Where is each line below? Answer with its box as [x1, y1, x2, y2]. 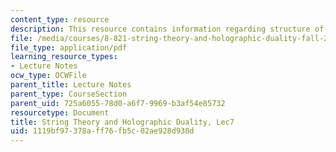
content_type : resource [10, 14, 110, 25]
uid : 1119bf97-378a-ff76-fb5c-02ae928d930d [10, 126, 195, 136]
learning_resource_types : [10, 52, 118, 62]
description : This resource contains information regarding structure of [10, 24, 325, 34]
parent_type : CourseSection [10, 89, 128, 99]
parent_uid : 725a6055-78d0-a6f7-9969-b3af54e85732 [10, 98, 226, 108]
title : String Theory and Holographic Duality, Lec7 [10, 117, 235, 127]
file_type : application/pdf [10, 42, 128, 53]
